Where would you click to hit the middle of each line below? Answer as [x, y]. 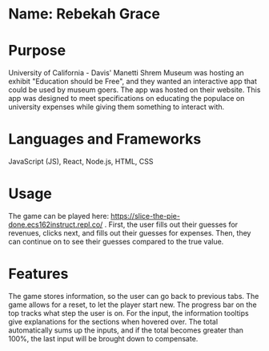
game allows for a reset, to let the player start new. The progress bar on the [133, 305]
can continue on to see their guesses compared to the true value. [116, 242]
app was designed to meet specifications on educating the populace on [126, 99]
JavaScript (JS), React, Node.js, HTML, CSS [81, 162]
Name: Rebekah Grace [84, 14]
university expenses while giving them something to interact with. [116, 107]
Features [38, 274]
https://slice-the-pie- [145, 216]
